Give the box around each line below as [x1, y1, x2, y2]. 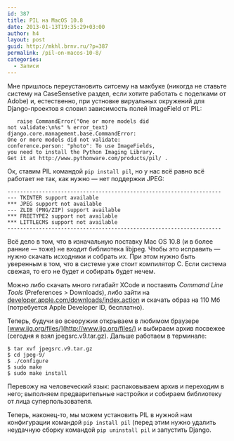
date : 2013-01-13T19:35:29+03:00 [7, 23, 105, 30]
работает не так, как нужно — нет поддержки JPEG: [7, 174, 165, 183]
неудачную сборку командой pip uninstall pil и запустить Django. [7, 426, 212, 434]
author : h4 [7, 29, 39, 37]
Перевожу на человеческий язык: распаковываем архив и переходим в [7, 382, 225, 390]
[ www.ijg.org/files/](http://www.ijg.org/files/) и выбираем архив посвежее [7, 324, 226, 332]
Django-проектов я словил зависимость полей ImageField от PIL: [7, 104, 202, 112]
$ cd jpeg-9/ [7, 351, 46, 358]
